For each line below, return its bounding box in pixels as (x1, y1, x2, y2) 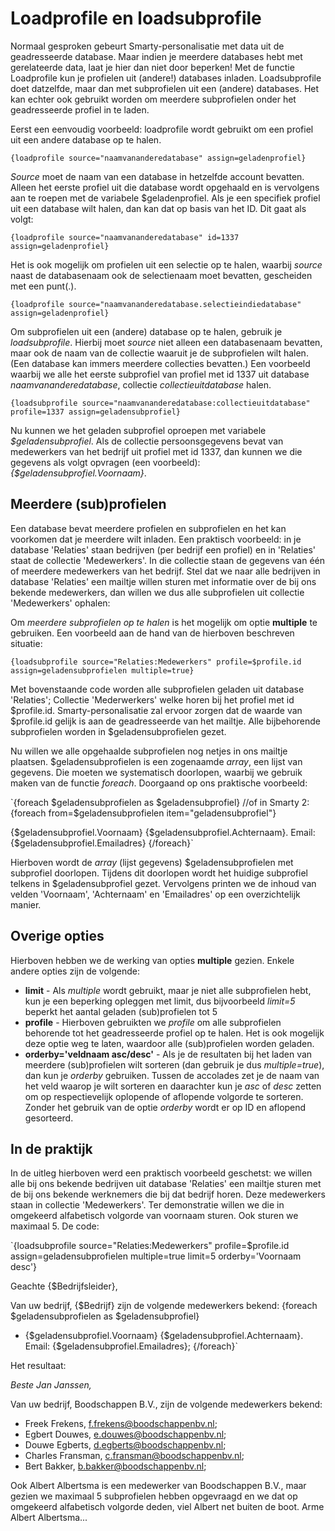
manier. (10, 898, 42, 911)
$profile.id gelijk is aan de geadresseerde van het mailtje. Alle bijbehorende (10, 715, 321, 727)
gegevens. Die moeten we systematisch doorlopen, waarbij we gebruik (10, 766, 303, 778)
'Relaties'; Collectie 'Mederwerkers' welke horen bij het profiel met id (10, 693, 295, 706)
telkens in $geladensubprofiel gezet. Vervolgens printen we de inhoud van (10, 877, 317, 889)
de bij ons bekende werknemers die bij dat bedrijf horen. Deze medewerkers (10, 1188, 326, 1201)
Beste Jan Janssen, (10, 1379, 92, 1391)
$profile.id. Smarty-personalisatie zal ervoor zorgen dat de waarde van (10, 704, 303, 716)
